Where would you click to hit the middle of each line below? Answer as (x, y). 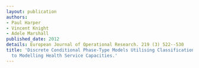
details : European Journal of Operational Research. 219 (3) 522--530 (95, 45)
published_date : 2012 (33, 39)
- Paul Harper (24, 22)
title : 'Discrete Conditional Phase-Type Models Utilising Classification (100, 50)
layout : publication (32, 12)
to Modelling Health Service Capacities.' (65, 56)
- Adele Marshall (28, 34)
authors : (17, 17)
